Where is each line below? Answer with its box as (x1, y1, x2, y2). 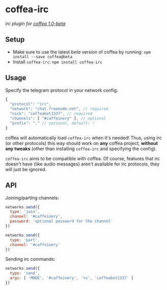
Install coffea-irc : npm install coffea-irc (12, 59, 103, 65)
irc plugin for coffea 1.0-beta (5, 20, 66, 27)
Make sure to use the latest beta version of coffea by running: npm (12, 49, 151, 55)
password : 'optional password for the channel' (10, 219, 113, 224)
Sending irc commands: (5, 256, 55, 262)
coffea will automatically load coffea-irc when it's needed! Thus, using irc (5, 134, 162, 141)
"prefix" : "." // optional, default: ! (10, 120, 95, 126)
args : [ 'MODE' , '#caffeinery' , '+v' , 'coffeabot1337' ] (10, 276, 134, 281)
